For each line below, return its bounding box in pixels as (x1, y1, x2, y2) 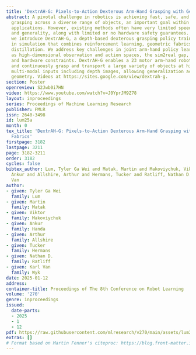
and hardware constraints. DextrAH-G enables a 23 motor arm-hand (11, 57, 176, 63)
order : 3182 (6, 156, 35, 161)
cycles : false (6, 161, 41, 167)
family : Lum (11, 194, 41, 199)
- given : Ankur (6, 220, 43, 226)
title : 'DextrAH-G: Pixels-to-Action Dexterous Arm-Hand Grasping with (6, 8, 184, 15)
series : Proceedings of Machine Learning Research (6, 101, 132, 107)
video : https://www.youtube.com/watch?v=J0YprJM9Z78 (6, 90, 137, 96)
